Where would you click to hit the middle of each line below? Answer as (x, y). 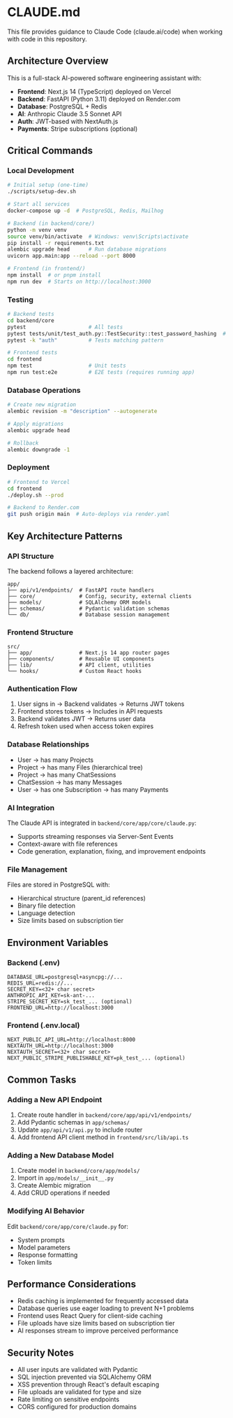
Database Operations (44, 390)
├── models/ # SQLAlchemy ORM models (79, 602)
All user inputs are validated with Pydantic (77, 1370)
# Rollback (23, 443)
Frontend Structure (40, 632)
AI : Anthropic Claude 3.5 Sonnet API (69, 113)
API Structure (31, 556)
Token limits (35, 1262)
